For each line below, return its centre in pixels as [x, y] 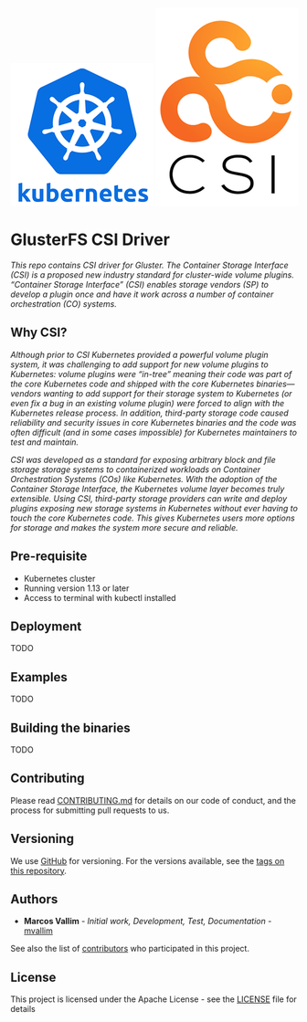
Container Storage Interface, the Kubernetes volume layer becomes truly [148, 489]
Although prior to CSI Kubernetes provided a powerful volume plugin [139, 354]
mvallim [38, 931]
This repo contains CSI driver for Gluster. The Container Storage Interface [149, 265]
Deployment [46, 626]
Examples [39, 677]
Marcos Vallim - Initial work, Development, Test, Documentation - [148, 922]
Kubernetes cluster [59, 578]
